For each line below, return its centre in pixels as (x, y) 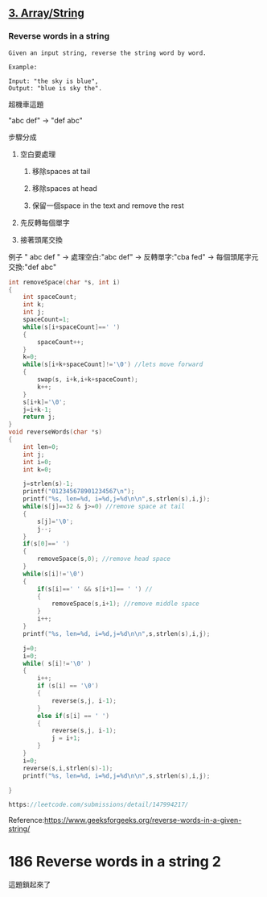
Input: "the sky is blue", (53, 81)
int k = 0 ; (37, 469)
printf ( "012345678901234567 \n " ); (79, 492)
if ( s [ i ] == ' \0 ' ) (68, 686)
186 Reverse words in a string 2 (115, 861)
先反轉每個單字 (45, 222)
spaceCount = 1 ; (46, 320)
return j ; (39, 417)
